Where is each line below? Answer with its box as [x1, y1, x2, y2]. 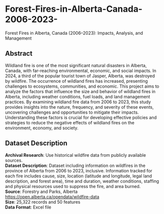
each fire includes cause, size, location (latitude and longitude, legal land [5, 173, 152, 179]
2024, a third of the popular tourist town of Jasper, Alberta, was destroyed [5, 72, 155, 79]
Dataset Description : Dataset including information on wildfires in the [5, 163, 146, 168]
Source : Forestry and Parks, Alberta [5, 189, 78, 194]
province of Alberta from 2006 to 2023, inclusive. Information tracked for [5, 167, 153, 173]
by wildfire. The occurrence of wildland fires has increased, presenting [5, 78, 148, 84]
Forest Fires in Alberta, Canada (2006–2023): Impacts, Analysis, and [5, 30, 143, 36]
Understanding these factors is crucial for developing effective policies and [5, 114, 157, 120]
